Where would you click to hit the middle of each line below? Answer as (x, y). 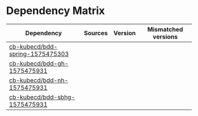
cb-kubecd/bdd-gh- (39, 63)
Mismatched (165, 29)
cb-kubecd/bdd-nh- (39, 80)
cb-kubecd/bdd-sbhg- (42, 97)
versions (165, 36)
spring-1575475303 (39, 54)
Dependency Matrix (55, 11)
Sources (96, 33)
